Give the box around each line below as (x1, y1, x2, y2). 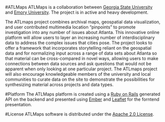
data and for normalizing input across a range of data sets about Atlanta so (5, 50, 157, 56)
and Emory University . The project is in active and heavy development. (5, 9, 149, 15)
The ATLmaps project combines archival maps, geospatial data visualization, (5, 19, 161, 25)
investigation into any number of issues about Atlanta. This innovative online (5, 30, 160, 35)
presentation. (5, 102, 32, 107)
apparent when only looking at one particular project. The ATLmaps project (5, 66, 158, 72)
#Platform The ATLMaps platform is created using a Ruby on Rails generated (5, 91, 161, 97)
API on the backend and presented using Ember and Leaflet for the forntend (5, 96, 160, 102)
